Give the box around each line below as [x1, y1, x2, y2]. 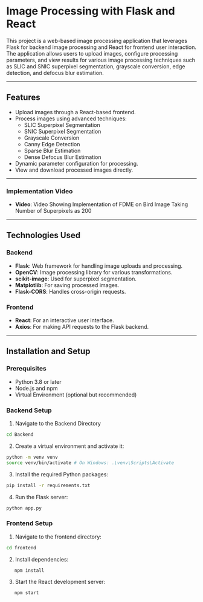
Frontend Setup [6, 519, 53, 528]
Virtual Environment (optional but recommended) [14, 391, 137, 398]
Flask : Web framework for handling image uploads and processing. [14, 262, 183, 270]
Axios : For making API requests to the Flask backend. [14, 323, 149, 331]
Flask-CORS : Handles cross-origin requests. [14, 288, 126, 295]
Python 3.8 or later [14, 378, 62, 385]
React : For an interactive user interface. [14, 317, 115, 324]
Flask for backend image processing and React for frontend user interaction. [6, 44, 196, 51]
